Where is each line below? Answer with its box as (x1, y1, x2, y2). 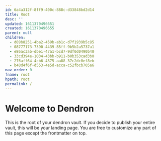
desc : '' (5, 16, 23, 21)
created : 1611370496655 (5, 26, 55, 31)
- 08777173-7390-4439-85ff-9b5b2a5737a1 (9, 44, 94, 49)
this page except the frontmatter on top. (5, 130, 87, 136)
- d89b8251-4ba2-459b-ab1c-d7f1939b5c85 (9, 40, 94, 45)
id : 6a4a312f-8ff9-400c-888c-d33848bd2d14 (5, 7, 94, 12)
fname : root (5, 72, 30, 77)
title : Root (5, 12, 30, 17)
